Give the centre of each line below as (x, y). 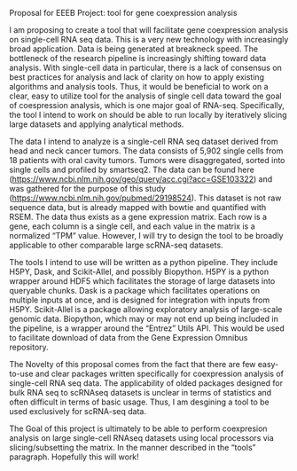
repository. (29, 347)
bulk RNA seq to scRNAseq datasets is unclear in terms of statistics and (141, 392)
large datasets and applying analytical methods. (97, 124)
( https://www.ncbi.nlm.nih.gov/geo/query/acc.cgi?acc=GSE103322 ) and (141, 179)
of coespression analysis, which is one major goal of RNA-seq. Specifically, (147, 105)
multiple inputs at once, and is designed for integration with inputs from (140, 300)
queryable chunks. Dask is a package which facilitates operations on (135, 290)
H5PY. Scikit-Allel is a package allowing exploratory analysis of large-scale (146, 309)
